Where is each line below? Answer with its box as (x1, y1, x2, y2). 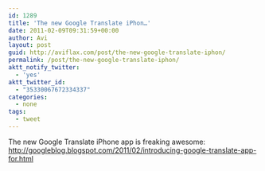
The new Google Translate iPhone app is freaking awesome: (8, 137, 205, 146)
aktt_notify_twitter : (8, 64, 80, 72)
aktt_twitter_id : (8, 78, 66, 86)
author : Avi (8, 33, 48, 42)
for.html (8, 154, 34, 163)
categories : (8, 93, 48, 101)
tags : (8, 108, 26, 116)
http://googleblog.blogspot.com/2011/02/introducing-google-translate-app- (8, 145, 257, 155)
